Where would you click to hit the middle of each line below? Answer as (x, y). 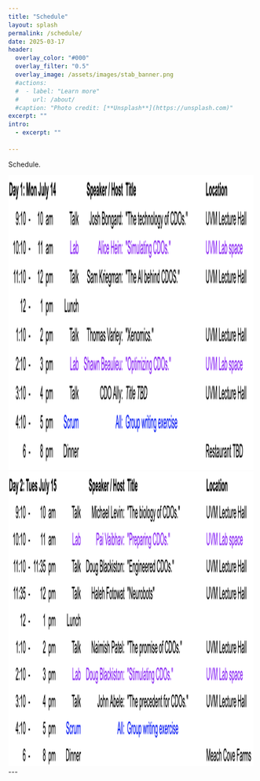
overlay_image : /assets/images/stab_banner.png (95, 75)
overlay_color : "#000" (52, 58)
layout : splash (33, 25)
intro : (19, 125)
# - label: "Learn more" (58, 91)
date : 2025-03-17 (37, 42)
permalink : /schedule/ (45, 33)
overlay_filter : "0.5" (52, 67)
